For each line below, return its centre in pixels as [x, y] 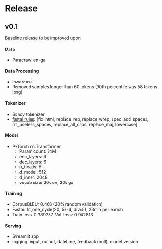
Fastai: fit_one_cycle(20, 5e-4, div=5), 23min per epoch [67, 210]
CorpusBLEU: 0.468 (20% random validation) [57, 204]
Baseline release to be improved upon [43, 38]
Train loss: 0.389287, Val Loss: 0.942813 [52, 215]
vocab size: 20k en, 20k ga [46, 182]
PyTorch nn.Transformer [36, 146]
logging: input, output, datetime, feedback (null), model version [75, 242]
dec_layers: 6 [33, 162]
